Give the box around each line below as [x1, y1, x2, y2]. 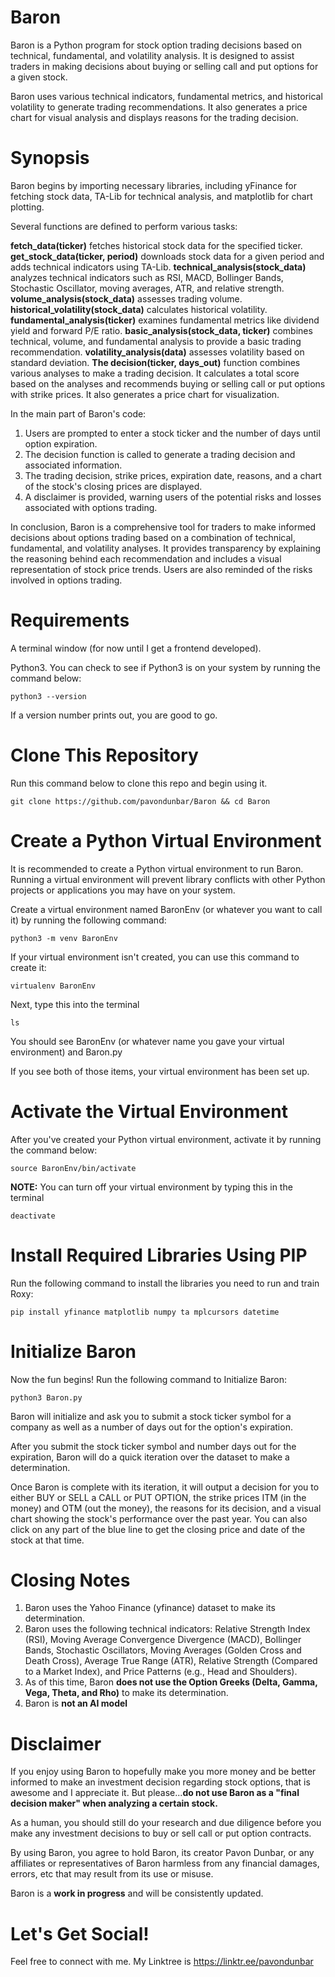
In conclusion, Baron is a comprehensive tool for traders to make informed [10, 521, 317, 533]
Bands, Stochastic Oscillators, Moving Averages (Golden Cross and [24, 1644, 302, 1656]
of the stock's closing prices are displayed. [24, 480, 203, 492]
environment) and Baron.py [10, 1046, 123, 1058]
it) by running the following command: [10, 914, 167, 926]
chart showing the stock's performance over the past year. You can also [10, 1512, 308, 1525]
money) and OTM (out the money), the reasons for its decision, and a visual [10, 1502, 322, 1514]
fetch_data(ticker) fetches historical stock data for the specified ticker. [10, 239, 303, 251]
